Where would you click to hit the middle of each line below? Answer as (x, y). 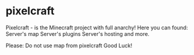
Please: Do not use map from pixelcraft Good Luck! (69, 45)
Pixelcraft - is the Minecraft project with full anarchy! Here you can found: (97, 27)
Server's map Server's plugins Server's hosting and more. (78, 33)
